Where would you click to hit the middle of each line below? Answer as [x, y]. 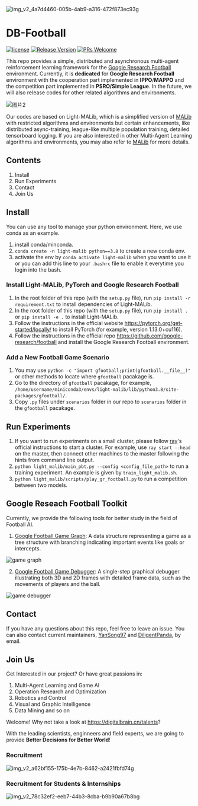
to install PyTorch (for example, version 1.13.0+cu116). [118, 329]
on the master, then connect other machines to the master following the [102, 453]
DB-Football [36, 33]
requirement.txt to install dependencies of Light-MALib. [83, 304]
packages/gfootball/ [40, 396]
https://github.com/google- [150, 336]
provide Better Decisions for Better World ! [58, 740]
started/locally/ [33, 329]
